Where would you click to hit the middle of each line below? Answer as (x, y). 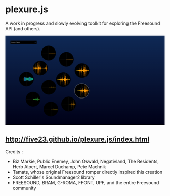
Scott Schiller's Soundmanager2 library (53, 177)
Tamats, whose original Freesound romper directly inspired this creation (88, 172)
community (24, 188)
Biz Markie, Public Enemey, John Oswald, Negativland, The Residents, (86, 161)
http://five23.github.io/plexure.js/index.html (77, 139)
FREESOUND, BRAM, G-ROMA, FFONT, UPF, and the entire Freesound (86, 183)
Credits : (14, 152)
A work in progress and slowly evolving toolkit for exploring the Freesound (83, 23)
